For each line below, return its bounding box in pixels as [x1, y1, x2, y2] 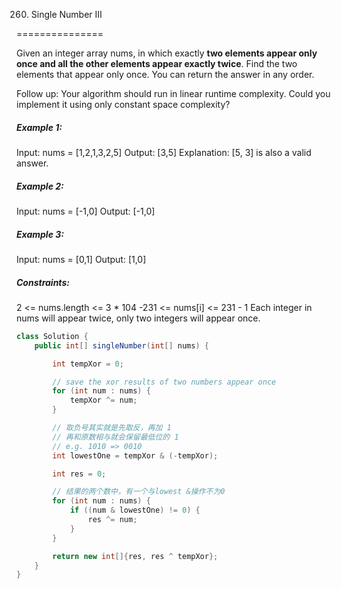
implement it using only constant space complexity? [16, 99, 231, 110]
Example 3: [16, 228, 64, 240]
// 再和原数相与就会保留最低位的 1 [52, 432, 179, 442]
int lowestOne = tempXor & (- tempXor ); [52, 450, 219, 461]
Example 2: [16, 180, 64, 192]
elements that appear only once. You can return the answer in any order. [16, 69, 315, 80]
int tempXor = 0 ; [52, 359, 124, 369]
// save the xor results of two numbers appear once [52, 377, 277, 387]
